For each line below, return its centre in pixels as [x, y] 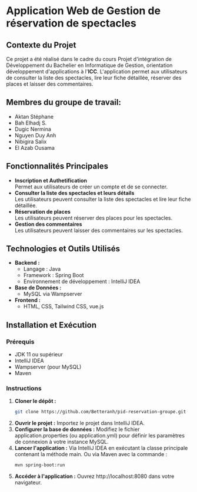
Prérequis [20, 342]
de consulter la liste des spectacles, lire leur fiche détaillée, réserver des [94, 78]
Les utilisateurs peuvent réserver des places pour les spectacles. [94, 218]
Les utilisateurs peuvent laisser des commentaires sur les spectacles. [99, 230]
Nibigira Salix [31, 141]
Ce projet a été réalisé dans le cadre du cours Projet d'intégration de [89, 59]
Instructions [24, 389]
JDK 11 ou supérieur [39, 355]
